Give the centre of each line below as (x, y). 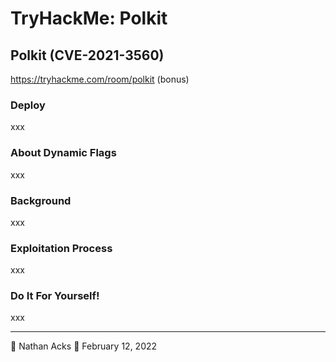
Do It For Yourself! (55, 296)
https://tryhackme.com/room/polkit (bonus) (100, 79)
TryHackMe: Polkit (89, 18)
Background (41, 200)
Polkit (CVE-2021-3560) (87, 55)
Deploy (28, 105)
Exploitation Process (61, 248)
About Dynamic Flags (63, 153)
